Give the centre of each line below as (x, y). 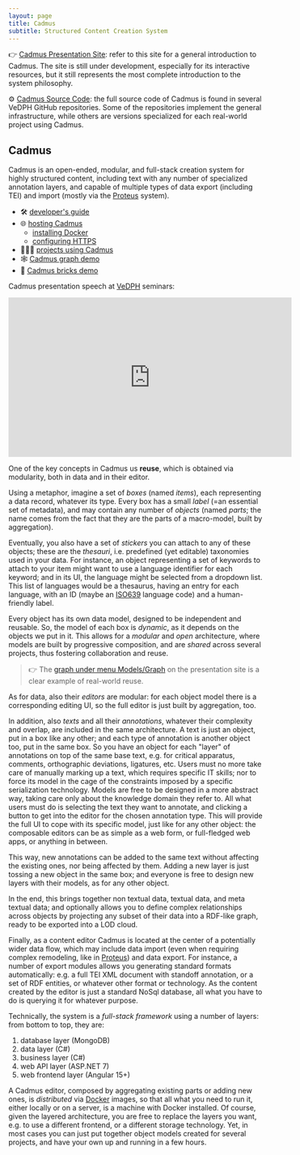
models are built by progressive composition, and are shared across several (135, 645)
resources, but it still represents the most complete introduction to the (125, 75)
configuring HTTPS (64, 241)
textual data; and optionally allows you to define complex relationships (125, 907)
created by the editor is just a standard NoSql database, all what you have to (135, 992)
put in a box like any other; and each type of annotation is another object (129, 739)
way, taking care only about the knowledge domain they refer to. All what (130, 799)
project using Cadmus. (46, 125)
